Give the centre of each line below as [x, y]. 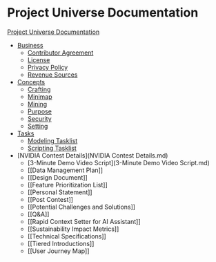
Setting [38, 126]
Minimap [40, 96]
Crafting [39, 89]
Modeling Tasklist [52, 140]
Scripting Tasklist [52, 148]
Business [30, 45]
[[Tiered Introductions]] [61, 243]
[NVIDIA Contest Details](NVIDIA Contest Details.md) [92, 155]
